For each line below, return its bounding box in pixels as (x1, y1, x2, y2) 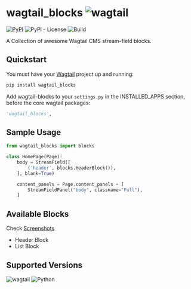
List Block (14, 242, 39, 250)
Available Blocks (6, 209, 69, 219)
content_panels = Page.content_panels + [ (17, 181, 124, 187)
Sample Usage (6, 127, 61, 137)
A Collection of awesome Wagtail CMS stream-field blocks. (6, 37, 152, 44)
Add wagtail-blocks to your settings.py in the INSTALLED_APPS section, (6, 93, 185, 100)
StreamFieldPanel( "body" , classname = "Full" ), (27, 187, 143, 193)
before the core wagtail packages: (6, 99, 91, 106)
